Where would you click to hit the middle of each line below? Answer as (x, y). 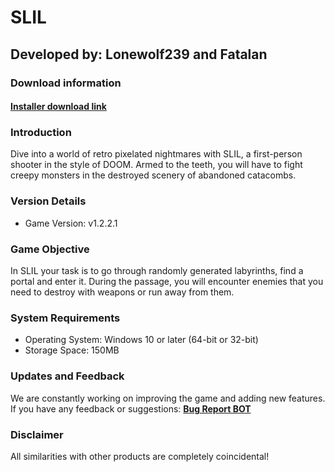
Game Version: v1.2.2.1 (71, 223)
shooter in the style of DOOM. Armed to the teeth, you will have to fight (156, 165)
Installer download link (58, 107)
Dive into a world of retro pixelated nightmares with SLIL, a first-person (156, 154)
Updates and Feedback (67, 376)
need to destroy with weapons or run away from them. (122, 292)
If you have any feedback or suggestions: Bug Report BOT (131, 408)
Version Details (48, 201)
